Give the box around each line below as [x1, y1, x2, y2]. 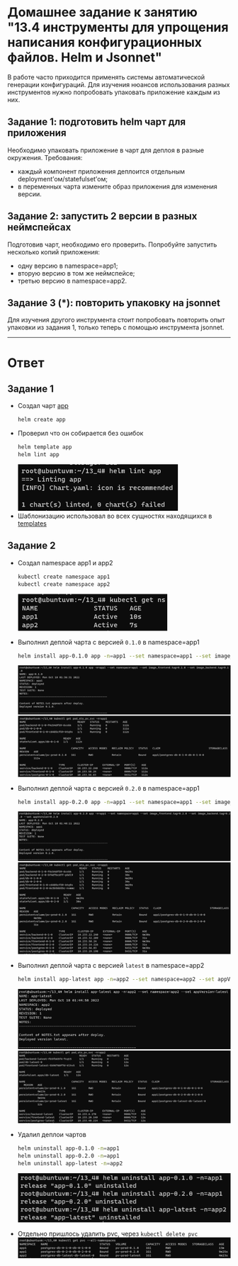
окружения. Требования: [7, 153, 83, 162]
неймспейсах [7, 221, 72, 234]
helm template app [17, 443, 72, 451]
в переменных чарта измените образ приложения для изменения [17, 182, 217, 191]
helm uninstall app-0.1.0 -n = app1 [17, 1145, 120, 1152]
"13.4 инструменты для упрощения [7, 19, 229, 35]
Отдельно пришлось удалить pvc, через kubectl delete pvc [17, 1229, 198, 1238]
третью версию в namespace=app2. [17, 276, 127, 285]
